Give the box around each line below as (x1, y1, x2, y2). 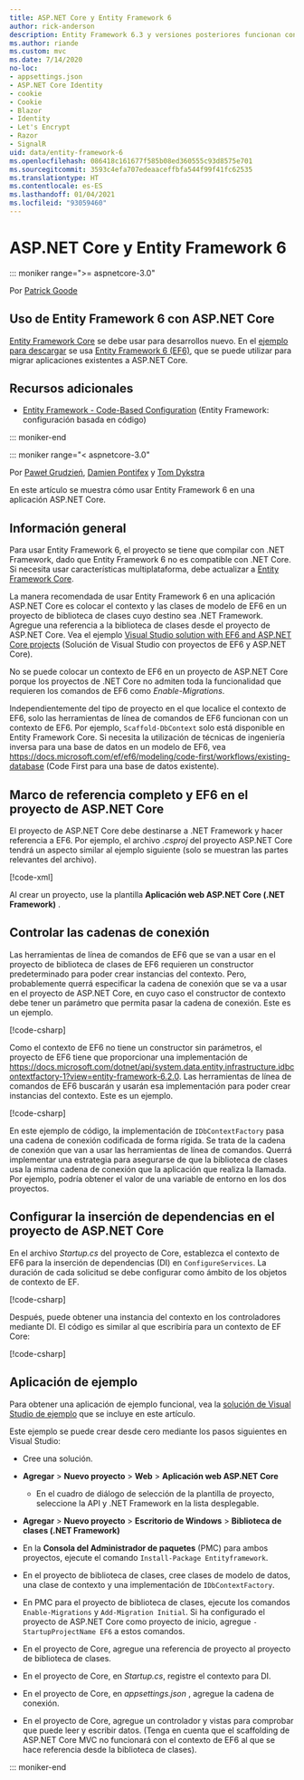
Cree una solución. (22, 1453, 93, 1464)
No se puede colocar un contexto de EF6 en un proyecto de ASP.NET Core (9, 667, 289, 678)
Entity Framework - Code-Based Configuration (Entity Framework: (22, 405, 270, 416)
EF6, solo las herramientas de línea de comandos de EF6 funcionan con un (9, 713, 289, 724)
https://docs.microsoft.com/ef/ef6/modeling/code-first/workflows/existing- (9, 751, 291, 762)
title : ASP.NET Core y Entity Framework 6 (9, 13, 172, 23)
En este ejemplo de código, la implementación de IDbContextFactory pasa (9, 1125, 285, 1136)
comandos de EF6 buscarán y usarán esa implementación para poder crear (9, 1080, 291, 1092)
